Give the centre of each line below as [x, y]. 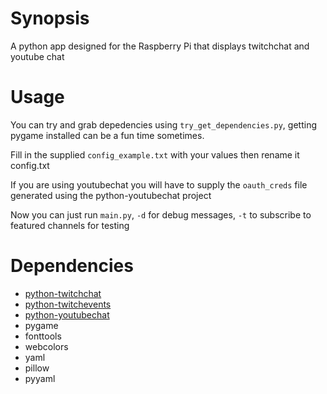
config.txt [30, 165]
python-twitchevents [68, 304]
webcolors [46, 346]
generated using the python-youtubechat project [111, 195]
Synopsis [50, 18]
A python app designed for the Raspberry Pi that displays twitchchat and [160, 46]
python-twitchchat [63, 293]
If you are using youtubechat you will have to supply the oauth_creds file [159, 184]
